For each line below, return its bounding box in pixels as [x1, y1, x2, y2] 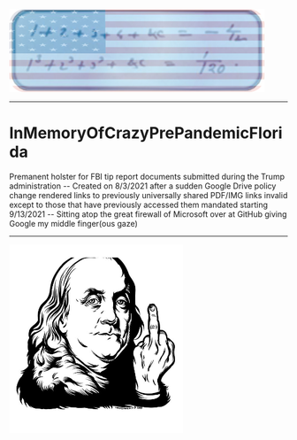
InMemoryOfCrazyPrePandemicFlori [9, 123, 283, 143]
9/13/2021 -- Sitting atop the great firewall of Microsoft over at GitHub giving [9, 208, 287, 220]
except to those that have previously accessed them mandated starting [9, 199, 268, 210]
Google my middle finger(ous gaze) [9, 218, 139, 228]
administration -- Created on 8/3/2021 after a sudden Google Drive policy [9, 181, 277, 191]
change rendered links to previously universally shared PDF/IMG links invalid [9, 189, 288, 200]
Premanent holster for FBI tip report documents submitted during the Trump [9, 171, 286, 181]
